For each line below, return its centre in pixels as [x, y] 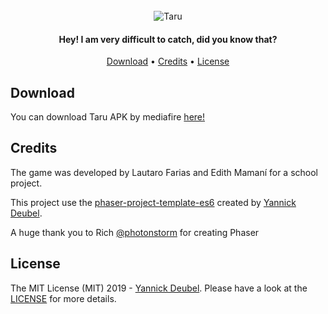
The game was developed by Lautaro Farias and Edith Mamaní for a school [164, 172]
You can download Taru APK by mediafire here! [108, 117]
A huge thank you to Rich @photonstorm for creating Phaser [135, 232]
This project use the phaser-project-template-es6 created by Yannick [153, 202]
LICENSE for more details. [63, 298]
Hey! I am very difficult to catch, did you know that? [168, 39]
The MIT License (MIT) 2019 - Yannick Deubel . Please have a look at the [159, 288]
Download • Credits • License [168, 61]
